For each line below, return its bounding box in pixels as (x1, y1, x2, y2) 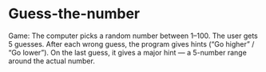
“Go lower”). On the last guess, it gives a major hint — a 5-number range (8, 47, 248, 57)
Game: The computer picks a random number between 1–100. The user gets (8, 31, 258, 40)
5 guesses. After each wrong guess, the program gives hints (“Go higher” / (8, 39, 255, 48)
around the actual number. (8, 56, 96, 66)
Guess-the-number (8, 5, 141, 23)
